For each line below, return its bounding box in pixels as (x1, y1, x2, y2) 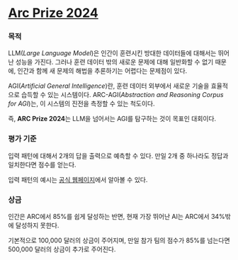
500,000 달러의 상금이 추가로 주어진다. (8, 245, 116, 254)
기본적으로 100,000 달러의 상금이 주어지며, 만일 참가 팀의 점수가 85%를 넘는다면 (8, 236, 230, 245)
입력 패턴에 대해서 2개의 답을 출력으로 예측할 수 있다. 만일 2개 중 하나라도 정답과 (8, 151, 229, 160)
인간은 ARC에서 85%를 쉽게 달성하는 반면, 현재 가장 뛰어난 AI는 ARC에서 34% (8, 213, 225, 221)
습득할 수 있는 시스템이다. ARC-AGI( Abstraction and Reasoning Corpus (21, 91, 224, 99)
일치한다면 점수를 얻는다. (8, 160, 76, 169)
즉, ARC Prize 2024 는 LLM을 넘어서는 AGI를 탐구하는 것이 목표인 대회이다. (8, 115, 217, 123)
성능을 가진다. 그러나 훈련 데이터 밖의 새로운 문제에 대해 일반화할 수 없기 (15, 58, 214, 67)
